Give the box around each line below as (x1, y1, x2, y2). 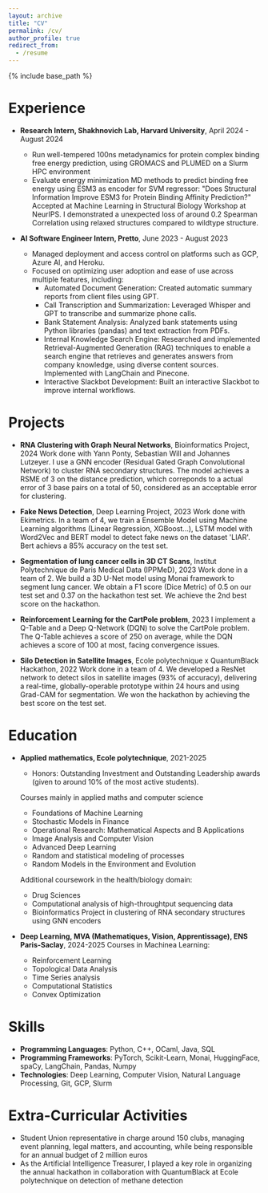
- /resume (15, 49, 48, 57)
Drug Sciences (31, 890, 82, 899)
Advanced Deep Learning (31, 842, 117, 851)
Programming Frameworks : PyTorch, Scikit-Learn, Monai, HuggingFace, (19, 1053, 260, 1062)
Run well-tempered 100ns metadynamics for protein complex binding (31, 149, 260, 159)
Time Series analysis (31, 972, 101, 982)
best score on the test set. (19, 698, 106, 708)
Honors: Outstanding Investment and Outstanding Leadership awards (31, 768, 261, 778)
